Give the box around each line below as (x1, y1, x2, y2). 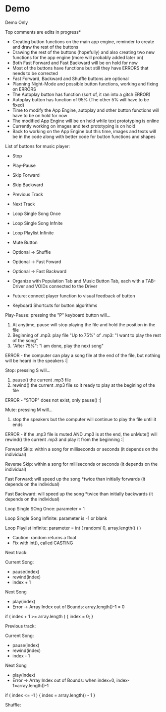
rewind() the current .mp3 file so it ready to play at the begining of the (12, 382, 155, 388)
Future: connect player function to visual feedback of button (12, 292, 135, 298)
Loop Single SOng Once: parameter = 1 (5, 505, 85, 511)
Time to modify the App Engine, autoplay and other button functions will (12, 107, 160, 113)
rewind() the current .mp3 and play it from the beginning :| (5, 436, 124, 442)
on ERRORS (12, 86, 36, 92)
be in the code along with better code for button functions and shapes (12, 134, 156, 140)
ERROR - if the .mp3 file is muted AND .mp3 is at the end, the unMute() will (5, 431, 158, 437)
